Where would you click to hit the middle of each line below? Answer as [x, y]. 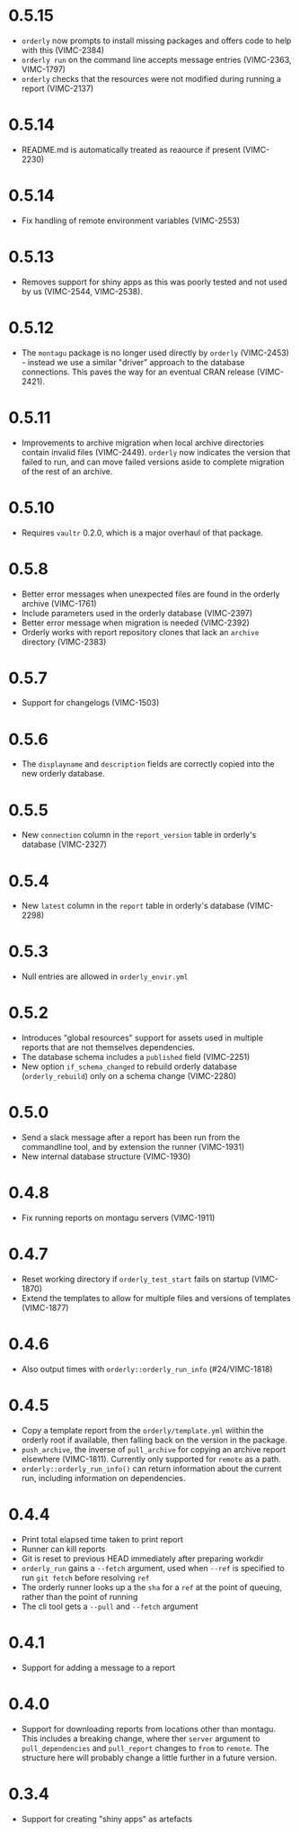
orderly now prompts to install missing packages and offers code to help [156, 40]
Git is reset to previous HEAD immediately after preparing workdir [142, 1559]
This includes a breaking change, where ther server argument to [141, 1739]
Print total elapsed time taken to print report [102, 1539]
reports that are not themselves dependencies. [108, 1047]
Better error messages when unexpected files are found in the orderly [150, 594]
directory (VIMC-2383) [64, 642]
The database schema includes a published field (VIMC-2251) [136, 1057]
